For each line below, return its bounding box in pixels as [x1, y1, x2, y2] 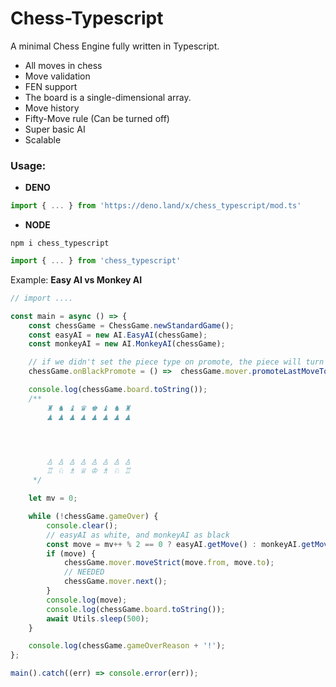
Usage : [10, 158, 47, 172]
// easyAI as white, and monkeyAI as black [46, 530, 230, 540]
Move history [24, 102, 80, 114]
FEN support [24, 80, 78, 92]
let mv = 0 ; [28, 493, 78, 504]
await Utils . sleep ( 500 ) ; [46, 613, 150, 624]
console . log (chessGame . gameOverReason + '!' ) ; [28, 641, 226, 651]
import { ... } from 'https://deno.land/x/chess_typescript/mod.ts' [10, 201, 302, 211]
